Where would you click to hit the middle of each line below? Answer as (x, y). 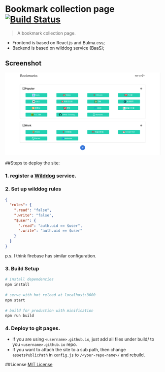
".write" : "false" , (34, 215)
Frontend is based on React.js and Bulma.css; (58, 42)
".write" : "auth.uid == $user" (50, 231)
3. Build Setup (22, 268)
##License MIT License (29, 364)
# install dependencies (30, 279)
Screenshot (23, 63)
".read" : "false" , (33, 210)
